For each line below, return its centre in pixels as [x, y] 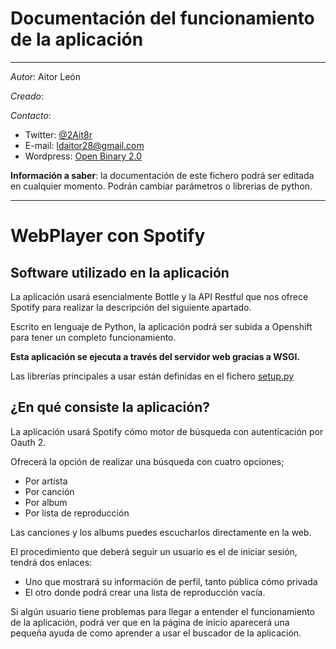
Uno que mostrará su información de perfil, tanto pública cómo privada [171, 581]
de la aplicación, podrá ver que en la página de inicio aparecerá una [150, 622]
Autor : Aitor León [45, 76]
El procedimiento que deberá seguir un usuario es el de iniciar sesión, [154, 551]
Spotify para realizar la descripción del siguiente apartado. [131, 307]
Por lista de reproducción [77, 513]
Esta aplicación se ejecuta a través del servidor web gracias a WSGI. [155, 356]
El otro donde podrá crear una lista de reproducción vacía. [145, 592]
